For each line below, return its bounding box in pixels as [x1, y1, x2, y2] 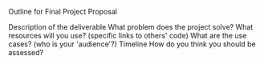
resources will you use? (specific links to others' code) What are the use [8, 31, 247, 40]
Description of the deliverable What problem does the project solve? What [8, 22, 254, 31]
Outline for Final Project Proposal [8, 7, 118, 16]
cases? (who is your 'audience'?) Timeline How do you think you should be [8, 39, 256, 49]
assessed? [8, 48, 44, 57]
